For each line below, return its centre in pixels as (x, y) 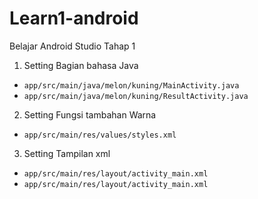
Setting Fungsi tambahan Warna (90, 114)
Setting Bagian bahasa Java (81, 65)
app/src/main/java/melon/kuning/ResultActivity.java (136, 96)
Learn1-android (74, 18)
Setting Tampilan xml (67, 153)
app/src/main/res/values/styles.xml (100, 135)
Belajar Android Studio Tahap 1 (72, 46)
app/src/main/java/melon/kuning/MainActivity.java (131, 85)
